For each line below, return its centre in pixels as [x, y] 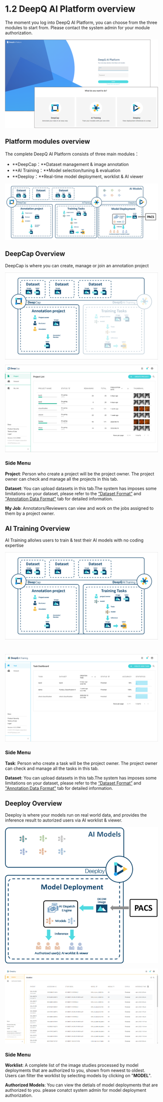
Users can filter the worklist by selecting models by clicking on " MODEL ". [78, 1075]
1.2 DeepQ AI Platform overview [70, 9]
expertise [15, 545]
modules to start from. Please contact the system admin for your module [78, 27]
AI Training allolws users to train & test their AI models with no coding [74, 540]
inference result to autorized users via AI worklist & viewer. [64, 820]
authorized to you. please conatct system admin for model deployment [76, 1090]
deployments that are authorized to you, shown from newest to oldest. [75, 1070]
